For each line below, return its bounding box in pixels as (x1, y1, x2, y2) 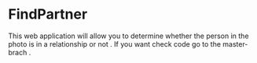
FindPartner (8, 5, 88, 23)
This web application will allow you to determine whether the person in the (8, 31, 249, 40)
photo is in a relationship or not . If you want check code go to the (8, 39, 222, 48)
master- (222, 39, 248, 48)
